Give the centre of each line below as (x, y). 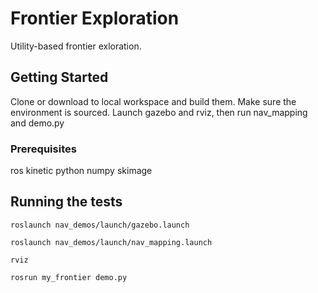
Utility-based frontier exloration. (76, 46)
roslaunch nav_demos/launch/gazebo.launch (100, 225)
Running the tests (66, 202)
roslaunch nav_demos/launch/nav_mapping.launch (111, 242)
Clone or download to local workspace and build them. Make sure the (153, 101)
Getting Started (59, 77)
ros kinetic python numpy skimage (81, 171)
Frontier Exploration (95, 18)
